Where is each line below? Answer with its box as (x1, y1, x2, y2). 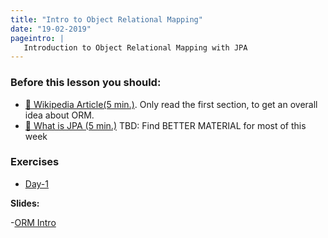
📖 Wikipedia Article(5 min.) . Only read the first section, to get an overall (24, 98, 318, 110)
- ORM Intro (10, 216, 57, 228)
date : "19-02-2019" (10, 24, 92, 34)
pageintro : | (10, 33, 65, 43)
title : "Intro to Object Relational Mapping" (10, 14, 203, 25)
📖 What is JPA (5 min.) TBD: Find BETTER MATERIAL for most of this (24, 119, 307, 131)
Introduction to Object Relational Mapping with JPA (23, 42, 248, 53)
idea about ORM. (24, 109, 95, 121)
